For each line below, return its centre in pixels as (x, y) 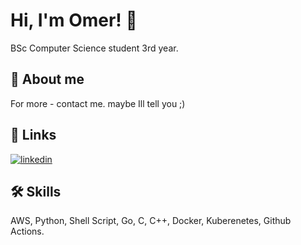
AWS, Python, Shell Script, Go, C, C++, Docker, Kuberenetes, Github (151, 221)
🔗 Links (33, 135)
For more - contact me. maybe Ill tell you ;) (98, 103)
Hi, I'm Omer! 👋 (74, 20)
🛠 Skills (36, 191)
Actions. (27, 231)
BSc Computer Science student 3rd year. (94, 48)
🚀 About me (47, 79)
